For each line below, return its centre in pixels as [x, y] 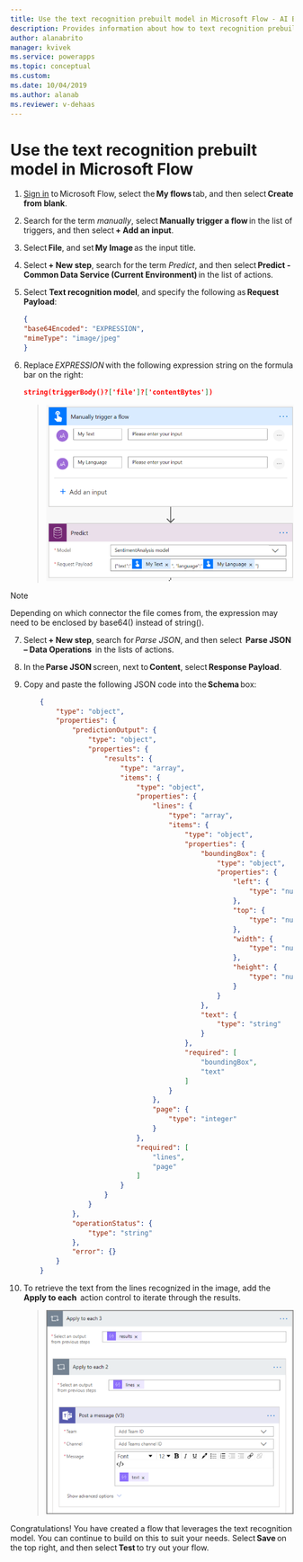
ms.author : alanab [45, 94]
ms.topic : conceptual [51, 67]
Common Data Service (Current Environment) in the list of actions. [148, 275]
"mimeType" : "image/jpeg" [71, 339]
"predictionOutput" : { [114, 730]
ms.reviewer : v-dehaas [53, 104]
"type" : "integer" [203, 1120]
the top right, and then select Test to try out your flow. [110, 1548]
